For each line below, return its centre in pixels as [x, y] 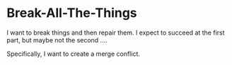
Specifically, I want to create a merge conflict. [74, 54]
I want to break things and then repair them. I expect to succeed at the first [116, 32]
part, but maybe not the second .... [57, 40]
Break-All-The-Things [72, 13]
